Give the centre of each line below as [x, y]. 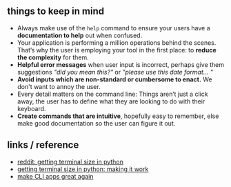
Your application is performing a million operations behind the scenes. [117, 42]
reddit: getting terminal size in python [70, 161]
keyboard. [31, 108]
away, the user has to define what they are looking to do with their [111, 101]
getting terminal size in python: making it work [83, 169]
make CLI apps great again [55, 176]
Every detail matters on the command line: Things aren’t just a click [112, 94]
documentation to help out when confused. [80, 35]
